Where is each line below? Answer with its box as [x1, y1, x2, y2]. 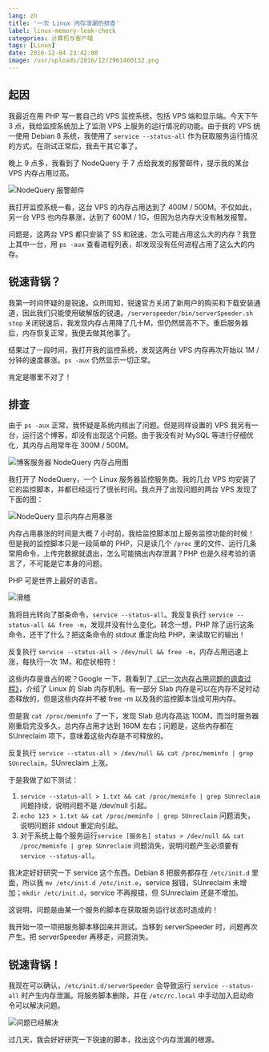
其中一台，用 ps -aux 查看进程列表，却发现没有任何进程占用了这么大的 [14, 239, 248, 249]
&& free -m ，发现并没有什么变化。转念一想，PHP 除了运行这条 [47, 620, 255, 629]
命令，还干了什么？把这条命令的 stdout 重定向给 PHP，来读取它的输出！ [8, 630, 246, 640]
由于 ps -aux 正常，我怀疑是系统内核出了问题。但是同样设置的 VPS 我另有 [8, 420, 252, 430]
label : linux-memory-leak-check [8, 26, 116, 34]
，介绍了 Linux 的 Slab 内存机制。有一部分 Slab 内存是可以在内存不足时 [18, 684, 253, 694]
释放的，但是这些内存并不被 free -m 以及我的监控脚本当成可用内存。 [14, 694, 241, 704]
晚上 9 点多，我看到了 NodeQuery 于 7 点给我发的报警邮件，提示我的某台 [8, 158, 250, 168]
